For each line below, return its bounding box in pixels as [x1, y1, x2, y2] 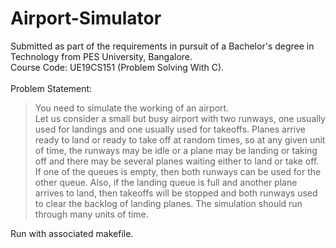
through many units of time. [34, 208, 149, 220]
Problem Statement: [10, 82, 93, 94]
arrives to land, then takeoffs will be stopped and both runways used [34, 187, 318, 199]
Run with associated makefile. [10, 227, 134, 239]
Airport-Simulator [10, 7, 162, 30]
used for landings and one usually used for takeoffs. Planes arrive [34, 123, 306, 135]
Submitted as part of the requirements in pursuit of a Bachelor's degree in [10, 40, 315, 52]
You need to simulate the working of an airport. [34, 102, 230, 114]
